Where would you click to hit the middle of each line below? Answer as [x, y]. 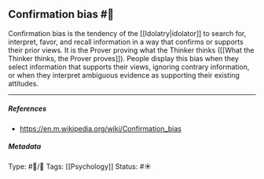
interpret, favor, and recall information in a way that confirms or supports [126, 42]
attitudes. [24, 83]
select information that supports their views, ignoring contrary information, [129, 67]
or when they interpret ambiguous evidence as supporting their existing [124, 75]
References [27, 109]
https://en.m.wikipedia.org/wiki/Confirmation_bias [101, 128]
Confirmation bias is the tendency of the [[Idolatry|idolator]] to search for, [127, 33]
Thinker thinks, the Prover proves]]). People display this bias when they [124, 58]
